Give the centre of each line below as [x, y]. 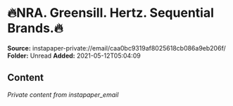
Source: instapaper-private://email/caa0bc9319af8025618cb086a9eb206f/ [117, 48]
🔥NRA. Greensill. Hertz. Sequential [111, 13]
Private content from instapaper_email [63, 94]
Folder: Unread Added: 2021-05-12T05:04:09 [74, 55]
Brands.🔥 [35, 28]
